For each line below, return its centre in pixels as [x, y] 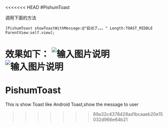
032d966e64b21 [110, 120]
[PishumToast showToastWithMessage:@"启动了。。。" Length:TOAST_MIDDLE [79, 28]
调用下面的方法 [21, 18]
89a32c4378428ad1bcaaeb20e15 [128, 114]
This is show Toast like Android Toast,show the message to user [72, 104]
